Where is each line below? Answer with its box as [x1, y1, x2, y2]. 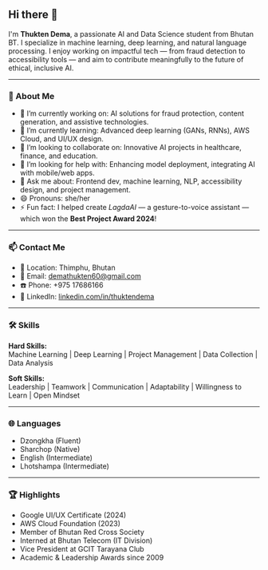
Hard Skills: [8, 341, 48, 350]
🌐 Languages [8, 418, 61, 429]
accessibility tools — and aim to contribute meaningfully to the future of [8, 54, 244, 64]
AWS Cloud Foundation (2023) [19, 519, 121, 528]
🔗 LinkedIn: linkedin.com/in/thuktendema [19, 292, 155, 302]
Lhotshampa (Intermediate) [19, 461, 110, 471]
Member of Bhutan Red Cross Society [19, 528, 145, 537]
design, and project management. [19, 185, 132, 195]
